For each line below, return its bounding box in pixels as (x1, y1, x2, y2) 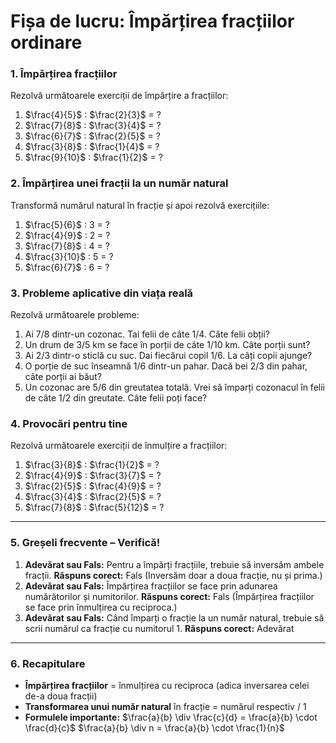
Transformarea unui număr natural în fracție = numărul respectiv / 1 (24, 700, 307, 712)
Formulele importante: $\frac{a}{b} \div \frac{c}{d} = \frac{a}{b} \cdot (24, 711, 318, 723)
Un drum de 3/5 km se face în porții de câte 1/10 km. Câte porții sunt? (24, 339, 311, 351)
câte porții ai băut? (24, 371, 102, 383)
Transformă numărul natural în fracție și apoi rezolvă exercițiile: (10, 199, 270, 211)
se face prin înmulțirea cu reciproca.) (24, 601, 178, 613)
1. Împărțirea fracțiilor (10, 67, 118, 81)
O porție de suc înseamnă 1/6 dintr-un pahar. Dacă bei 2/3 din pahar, (24, 360, 308, 372)
